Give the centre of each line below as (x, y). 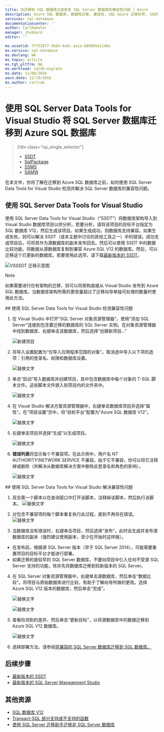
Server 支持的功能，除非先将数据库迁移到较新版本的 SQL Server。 (79, 565)
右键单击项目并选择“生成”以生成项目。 (51, 433)
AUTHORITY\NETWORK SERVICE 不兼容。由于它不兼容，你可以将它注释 (85, 460)
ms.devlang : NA (21, 55)
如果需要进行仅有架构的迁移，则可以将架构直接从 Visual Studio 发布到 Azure (82, 285)
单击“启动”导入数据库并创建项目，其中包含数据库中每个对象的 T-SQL (81, 379)
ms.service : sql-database (31, 50)
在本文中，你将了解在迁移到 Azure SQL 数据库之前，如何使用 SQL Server (79, 182)
